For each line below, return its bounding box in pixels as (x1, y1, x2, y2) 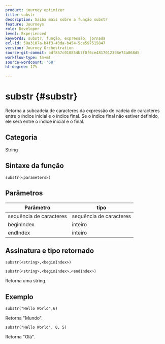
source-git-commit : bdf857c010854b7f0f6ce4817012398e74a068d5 (5, 50, 140, 55)
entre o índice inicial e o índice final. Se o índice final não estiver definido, (5, 113, 159, 119)
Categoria (5, 133, 38, 142)
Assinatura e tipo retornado (5, 246, 94, 255)
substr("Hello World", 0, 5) (5, 325, 67, 330)
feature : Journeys (5, 21, 44, 27)
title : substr (5, 12, 36, 17)
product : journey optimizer (5, 7, 65, 13)
